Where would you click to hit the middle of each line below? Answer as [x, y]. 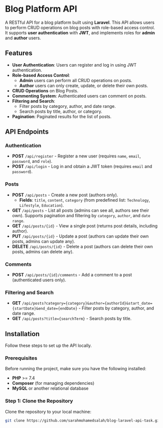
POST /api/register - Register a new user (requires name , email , [76, 156]
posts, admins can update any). [43, 241]
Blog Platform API [41, 9]
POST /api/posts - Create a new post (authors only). [65, 195]
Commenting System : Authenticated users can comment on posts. [79, 96]
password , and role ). [32, 161]
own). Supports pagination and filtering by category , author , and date [81, 215]
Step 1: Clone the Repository [39, 401]
